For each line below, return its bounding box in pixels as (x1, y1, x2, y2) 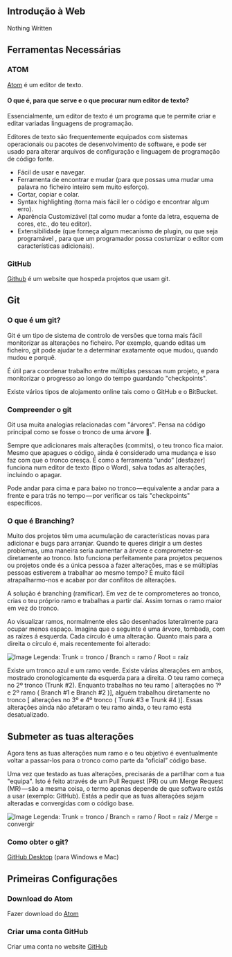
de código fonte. (7, 154, 55, 163)
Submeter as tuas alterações (7, 731, 134, 742)
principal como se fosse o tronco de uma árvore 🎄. (7, 427, 152, 436)
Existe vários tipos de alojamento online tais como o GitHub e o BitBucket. (7, 387, 218, 395)
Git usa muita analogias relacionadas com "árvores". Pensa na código (7, 420, 206, 429)
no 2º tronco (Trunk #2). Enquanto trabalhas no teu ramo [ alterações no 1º (7, 681, 222, 690)
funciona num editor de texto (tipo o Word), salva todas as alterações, (7, 463, 206, 472)
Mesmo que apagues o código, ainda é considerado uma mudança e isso (7, 448, 217, 456)
